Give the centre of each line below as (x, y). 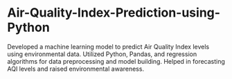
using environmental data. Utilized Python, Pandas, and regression (102, 54)
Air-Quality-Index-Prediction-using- (114, 13)
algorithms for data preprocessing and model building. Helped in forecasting (116, 61)
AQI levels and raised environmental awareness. (75, 69)
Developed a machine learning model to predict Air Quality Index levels (108, 46)
